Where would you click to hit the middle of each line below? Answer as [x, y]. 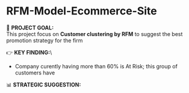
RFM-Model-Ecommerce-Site [82, 11]
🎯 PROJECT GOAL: [30, 28]
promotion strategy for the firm [45, 40]
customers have [35, 73]
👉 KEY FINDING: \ [29, 52]
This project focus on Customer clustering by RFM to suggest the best [94, 34]
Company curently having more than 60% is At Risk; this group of [96, 66]
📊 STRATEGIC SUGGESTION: [44, 85]
